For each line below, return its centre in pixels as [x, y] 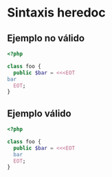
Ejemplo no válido [46, 38]
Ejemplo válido [39, 113]
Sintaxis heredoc [56, 13]
